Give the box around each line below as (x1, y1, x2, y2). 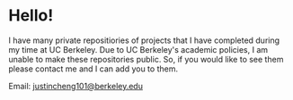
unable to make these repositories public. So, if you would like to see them (8, 54, 284, 64)
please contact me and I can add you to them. (8, 63, 179, 74)
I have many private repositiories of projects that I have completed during (8, 35, 280, 46)
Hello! (8, 5, 54, 26)
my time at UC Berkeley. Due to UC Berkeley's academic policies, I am (8, 44, 269, 54)
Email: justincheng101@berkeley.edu (8, 80, 143, 91)
